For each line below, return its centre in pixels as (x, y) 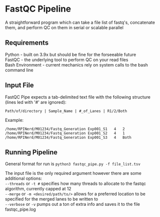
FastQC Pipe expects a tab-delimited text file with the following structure (78, 97)
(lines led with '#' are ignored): (36, 102)
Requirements (27, 43)
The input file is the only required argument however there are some (73, 173)
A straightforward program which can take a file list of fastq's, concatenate (80, 22)
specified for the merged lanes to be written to (52, 199)
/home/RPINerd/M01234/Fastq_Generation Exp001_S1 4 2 (65, 129)
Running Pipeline (31, 152)
